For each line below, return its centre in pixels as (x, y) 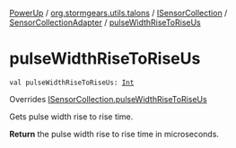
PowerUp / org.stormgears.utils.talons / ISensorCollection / (118, 13)
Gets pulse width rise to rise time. (71, 117)
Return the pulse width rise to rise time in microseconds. (114, 134)
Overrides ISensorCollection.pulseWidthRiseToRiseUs (109, 99)
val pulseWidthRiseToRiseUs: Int (72, 83)
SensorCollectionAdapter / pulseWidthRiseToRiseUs (105, 22)
